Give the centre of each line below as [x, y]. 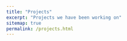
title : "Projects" [29, 12]
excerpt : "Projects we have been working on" [64, 17]
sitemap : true [24, 23]
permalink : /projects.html [40, 29]
